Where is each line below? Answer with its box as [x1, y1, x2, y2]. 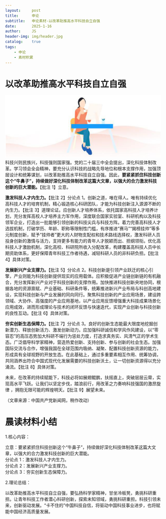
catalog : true [5, 40, 41, 44]
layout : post [5, 8, 41, 13]
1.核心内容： [5, 434, 30, 440]
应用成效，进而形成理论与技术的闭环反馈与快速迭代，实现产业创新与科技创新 [5, 304, 161, 310]
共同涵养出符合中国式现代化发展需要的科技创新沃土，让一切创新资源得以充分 [5, 358, 161, 364]
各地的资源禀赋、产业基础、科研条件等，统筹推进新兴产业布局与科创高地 [9, 286, 157, 292]
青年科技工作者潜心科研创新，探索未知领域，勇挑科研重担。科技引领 [18, 496, 157, 502]
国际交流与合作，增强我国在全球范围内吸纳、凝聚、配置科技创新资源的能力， [5, 346, 161, 351]
